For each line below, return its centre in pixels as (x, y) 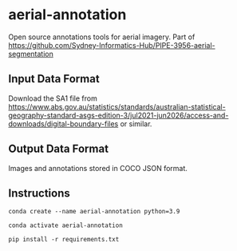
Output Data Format (59, 149)
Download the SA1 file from (53, 98)
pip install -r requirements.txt (64, 240)
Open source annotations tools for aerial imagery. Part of (102, 37)
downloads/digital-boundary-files (63, 124)
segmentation (31, 54)
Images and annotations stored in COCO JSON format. (98, 168)
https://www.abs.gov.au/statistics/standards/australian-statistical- (117, 106)
